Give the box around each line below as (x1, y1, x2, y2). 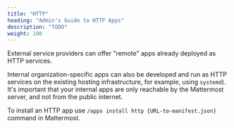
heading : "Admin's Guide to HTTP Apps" (7, 17, 125, 24)
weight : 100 (7, 30, 42, 37)
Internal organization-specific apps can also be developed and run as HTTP (7, 70, 228, 79)
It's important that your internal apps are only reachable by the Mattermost (7, 85, 224, 94)
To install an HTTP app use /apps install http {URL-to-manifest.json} (7, 106, 217, 115)
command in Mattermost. (7, 114, 81, 122)
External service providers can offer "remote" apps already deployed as (7, 49, 216, 58)
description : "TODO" (7, 23, 68, 30)
